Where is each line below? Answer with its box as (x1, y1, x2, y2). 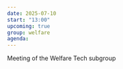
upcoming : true (7, 23, 51, 29)
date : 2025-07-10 (7, 10, 57, 17)
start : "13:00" (7, 16, 51, 23)
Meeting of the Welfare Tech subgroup (7, 54, 116, 62)
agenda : (7, 36, 29, 42)
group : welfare (7, 29, 51, 36)
